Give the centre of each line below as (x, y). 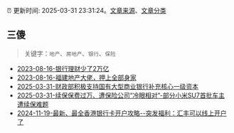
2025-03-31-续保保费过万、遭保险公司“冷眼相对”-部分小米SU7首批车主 (121, 95)
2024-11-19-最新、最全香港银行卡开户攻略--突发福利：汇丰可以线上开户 (122, 113)
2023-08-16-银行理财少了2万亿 (63, 68)
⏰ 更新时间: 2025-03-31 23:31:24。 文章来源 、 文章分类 (86, 10)
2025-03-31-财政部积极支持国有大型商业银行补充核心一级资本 (107, 86)
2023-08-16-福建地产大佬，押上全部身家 (76, 78)
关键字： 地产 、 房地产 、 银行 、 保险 (70, 53)
